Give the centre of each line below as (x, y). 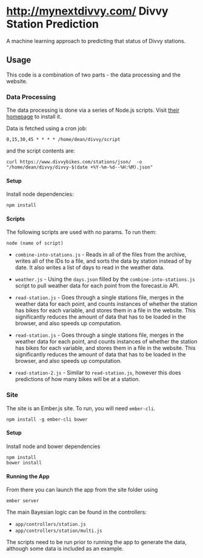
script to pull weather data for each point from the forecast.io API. (97, 286)
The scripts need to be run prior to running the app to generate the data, (96, 542)
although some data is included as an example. (65, 549)
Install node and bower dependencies (53, 446)
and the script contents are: (41, 151)
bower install (24, 463)
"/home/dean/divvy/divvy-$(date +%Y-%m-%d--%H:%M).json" (80, 167)
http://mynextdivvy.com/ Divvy (87, 11)
